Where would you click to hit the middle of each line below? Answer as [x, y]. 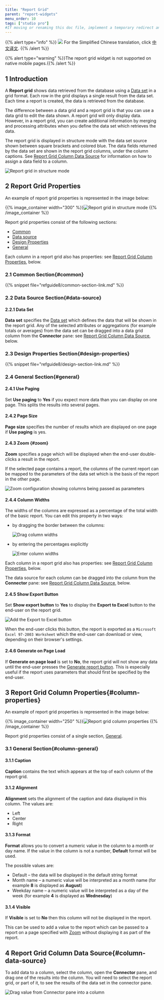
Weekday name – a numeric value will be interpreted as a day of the [80, 891]
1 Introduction [26, 79]
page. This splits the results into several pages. [52, 405]
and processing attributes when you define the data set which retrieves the [81, 126]
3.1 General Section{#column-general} [52, 749]
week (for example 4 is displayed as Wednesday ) [62, 895]
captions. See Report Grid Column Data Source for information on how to [79, 156]
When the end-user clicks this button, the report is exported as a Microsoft [81, 629]
